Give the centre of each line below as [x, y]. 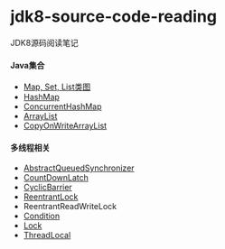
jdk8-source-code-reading [114, 17]
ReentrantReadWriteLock [70, 207]
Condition [42, 216]
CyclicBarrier [48, 188]
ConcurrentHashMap [62, 106]
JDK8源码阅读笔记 [45, 42]
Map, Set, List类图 [57, 87]
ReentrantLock [51, 197]
